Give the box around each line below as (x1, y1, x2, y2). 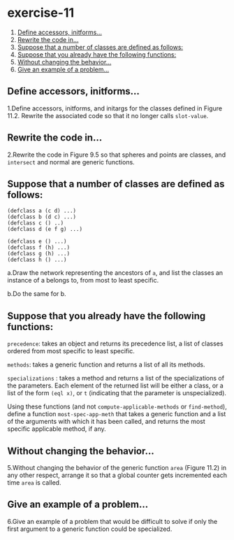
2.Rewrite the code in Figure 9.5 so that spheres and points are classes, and (7, 150, 226, 159)
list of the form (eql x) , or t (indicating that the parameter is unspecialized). (7, 389, 227, 397)
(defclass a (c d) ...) (7, 208, 77, 215)
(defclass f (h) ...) (7, 244, 71, 251)
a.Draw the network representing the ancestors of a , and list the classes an (7, 269, 224, 277)
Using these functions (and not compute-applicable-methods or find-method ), (7, 402, 227, 411)
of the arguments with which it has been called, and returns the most (7, 418, 206, 426)
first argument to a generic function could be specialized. (7, 525, 173, 533)
